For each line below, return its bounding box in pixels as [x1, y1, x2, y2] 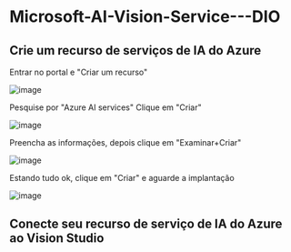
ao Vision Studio [9, 230, 105, 247]
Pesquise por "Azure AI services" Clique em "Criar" [9, 102, 202, 113]
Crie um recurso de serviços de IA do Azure [9, 43, 262, 58]
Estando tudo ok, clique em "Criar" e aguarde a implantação [9, 173, 235, 183]
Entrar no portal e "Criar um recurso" [9, 66, 148, 77]
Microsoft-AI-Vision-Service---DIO [9, 6, 281, 27]
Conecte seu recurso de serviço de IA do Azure [9, 217, 283, 232]
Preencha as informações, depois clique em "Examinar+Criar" [9, 137, 242, 147]
